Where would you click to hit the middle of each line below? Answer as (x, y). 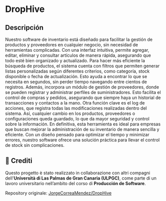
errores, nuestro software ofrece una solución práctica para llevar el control (83, 140)
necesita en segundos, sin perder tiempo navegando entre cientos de (76, 82)
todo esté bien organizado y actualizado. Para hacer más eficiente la (75, 60)
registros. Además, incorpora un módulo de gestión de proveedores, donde (82, 87)
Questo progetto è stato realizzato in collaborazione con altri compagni (78, 173)
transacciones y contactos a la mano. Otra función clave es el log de (75, 103)
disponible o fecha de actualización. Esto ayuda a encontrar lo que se (76, 76)
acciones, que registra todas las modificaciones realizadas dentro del (76, 108)
